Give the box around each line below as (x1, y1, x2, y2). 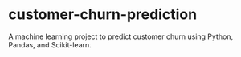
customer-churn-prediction (8, 6, 198, 24)
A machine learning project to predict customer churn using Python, (8, 32, 234, 41)
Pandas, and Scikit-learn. (8, 40, 92, 49)
